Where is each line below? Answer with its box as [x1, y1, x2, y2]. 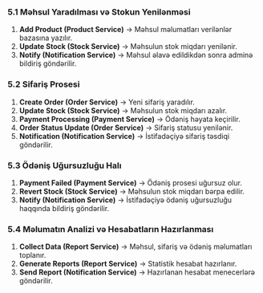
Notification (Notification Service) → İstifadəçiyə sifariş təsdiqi [18, 131, 230, 140]
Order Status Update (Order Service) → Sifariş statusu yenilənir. [18, 123, 233, 132]
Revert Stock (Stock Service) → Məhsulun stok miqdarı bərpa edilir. [18, 186, 245, 196]
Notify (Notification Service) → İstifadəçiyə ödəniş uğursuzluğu [18, 195, 233, 205]
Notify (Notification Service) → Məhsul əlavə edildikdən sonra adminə [18, 51, 253, 60]
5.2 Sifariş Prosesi [7, 79, 80, 90]
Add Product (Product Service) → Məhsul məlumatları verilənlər [18, 25, 233, 35]
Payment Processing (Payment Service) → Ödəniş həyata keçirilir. [18, 114, 241, 124]
